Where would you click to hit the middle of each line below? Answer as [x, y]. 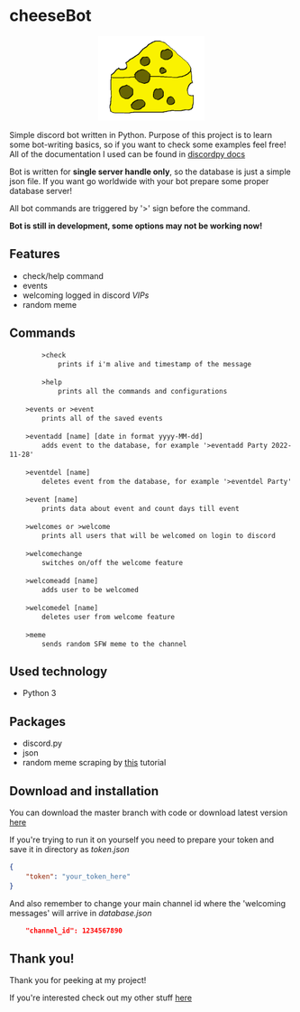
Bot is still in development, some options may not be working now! [136, 226]
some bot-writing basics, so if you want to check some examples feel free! [148, 144]
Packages [37, 722]
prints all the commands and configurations [142, 391]
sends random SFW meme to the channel [114, 644]
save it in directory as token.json [69, 849]
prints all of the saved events [103, 418]
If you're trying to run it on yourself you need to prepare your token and [142, 840]
